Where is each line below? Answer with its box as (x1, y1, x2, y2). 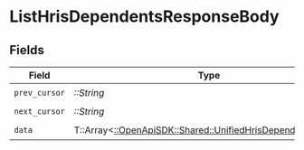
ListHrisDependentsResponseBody (9, 6, 280, 27)
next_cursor (14, 106, 66, 117)
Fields (9, 42, 45, 58)
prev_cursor (14, 88, 66, 98)
